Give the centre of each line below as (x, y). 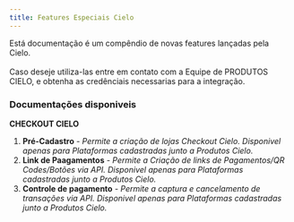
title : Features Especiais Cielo (72, 17)
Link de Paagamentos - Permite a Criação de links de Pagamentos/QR (153, 160)
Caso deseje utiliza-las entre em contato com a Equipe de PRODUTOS (139, 72)
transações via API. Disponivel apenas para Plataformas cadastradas (152, 198)
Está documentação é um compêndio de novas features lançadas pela (139, 43)
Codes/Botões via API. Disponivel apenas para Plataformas (133, 169)
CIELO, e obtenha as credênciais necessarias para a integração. (127, 81)
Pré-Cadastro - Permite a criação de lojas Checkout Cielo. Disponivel (151, 141)
